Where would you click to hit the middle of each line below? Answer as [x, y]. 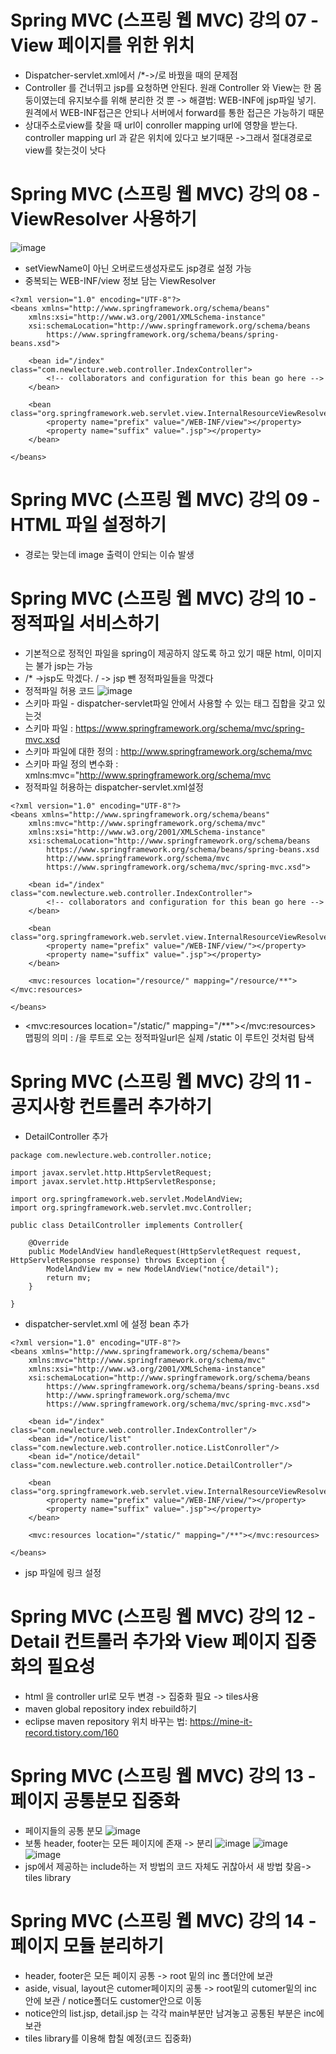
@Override [49, 1242]
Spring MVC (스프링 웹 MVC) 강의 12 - [163, 1616]
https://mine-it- [221, 1721]
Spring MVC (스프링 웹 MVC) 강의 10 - [163, 598]
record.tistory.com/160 [71, 1732]
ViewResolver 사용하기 [104, 219]
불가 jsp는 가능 [64, 665]
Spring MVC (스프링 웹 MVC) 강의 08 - [165, 194]
